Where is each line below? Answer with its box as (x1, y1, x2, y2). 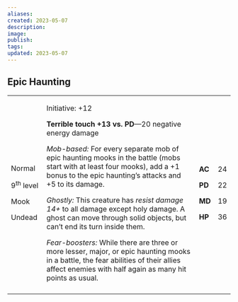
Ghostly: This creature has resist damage (46, 195, 184, 205)
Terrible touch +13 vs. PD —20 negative (46, 119, 182, 129)
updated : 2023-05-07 (7, 50, 69, 57)
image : (7, 30, 27, 37)
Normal (11, 163, 35, 173)
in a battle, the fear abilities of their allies (46, 255, 181, 265)
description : (7, 23, 46, 30)
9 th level (11, 180, 39, 191)
